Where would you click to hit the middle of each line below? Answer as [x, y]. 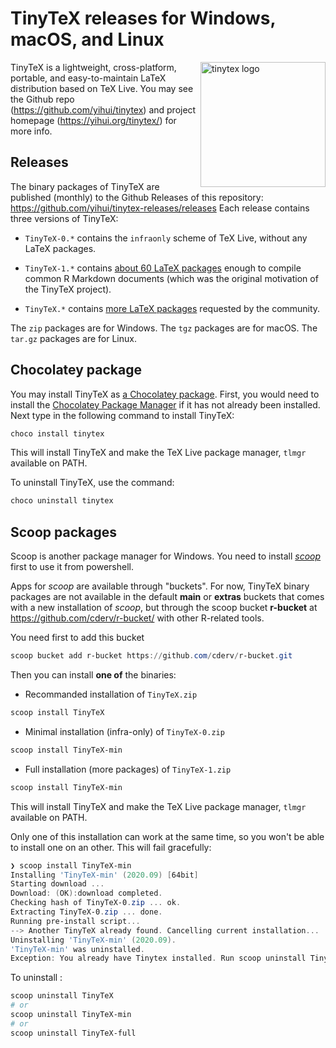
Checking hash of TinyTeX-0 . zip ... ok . [96, 903]
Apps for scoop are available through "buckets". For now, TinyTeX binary [160, 586]
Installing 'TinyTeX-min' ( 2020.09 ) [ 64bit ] [104, 875]
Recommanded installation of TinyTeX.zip [111, 694]
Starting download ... [57, 884]
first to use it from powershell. [72, 567]
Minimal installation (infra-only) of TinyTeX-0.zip [124, 731]
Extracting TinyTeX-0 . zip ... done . [86, 912]
